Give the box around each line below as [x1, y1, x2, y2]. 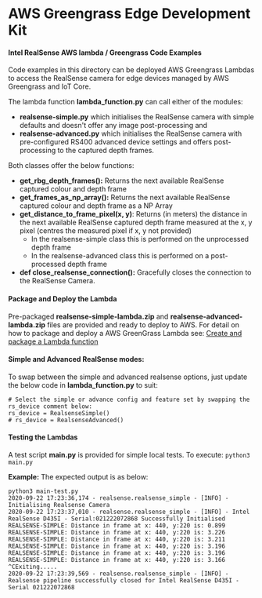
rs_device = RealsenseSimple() [8, 409, 110, 417]
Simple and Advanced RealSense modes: [8, 355, 145, 364]
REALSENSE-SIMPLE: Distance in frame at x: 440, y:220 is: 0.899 [8, 522, 225, 530]
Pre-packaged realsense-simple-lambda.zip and [8, 312, 169, 321]
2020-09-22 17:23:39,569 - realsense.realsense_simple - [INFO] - [8, 570, 229, 578]
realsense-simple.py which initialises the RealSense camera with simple [19, 112, 254, 122]
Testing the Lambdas [8, 432, 78, 442]
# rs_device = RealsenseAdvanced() [8, 416, 124, 424]
